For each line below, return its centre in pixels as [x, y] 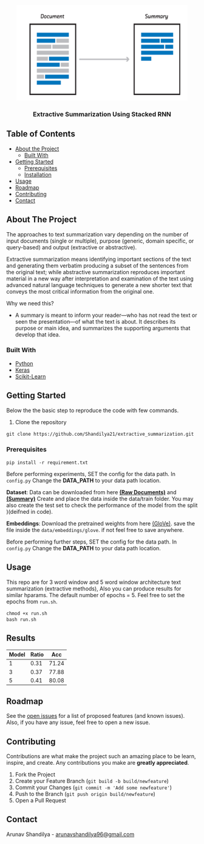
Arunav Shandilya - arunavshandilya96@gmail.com [70, 834]
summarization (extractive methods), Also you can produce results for [94, 588]
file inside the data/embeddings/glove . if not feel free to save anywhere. [95, 530]
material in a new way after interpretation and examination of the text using [100, 278]
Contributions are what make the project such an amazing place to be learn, [101, 756]
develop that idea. [38, 335]
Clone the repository [41, 422]
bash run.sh [21, 619]
